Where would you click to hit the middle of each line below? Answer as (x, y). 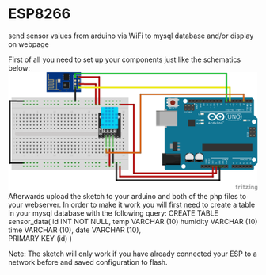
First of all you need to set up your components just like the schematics (125, 59)
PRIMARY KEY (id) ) (40, 239)
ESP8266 (40, 14)
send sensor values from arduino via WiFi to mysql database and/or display (131, 36)
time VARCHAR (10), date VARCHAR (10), (75, 230)
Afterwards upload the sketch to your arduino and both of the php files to (127, 197)
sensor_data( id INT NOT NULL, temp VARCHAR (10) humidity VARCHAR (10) (133, 222)
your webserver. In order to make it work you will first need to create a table (132, 205)
